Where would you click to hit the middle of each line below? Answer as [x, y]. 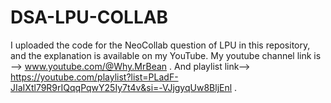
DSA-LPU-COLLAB [89, 17]
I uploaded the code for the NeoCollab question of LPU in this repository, [160, 45]
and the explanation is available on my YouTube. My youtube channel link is [166, 55]
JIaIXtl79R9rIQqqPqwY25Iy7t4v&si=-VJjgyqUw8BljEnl [121, 87]
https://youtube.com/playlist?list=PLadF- [94, 77]
